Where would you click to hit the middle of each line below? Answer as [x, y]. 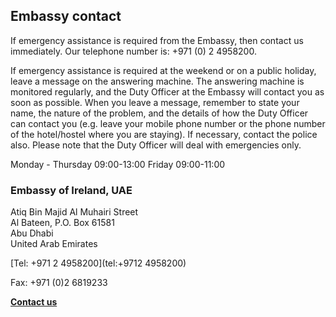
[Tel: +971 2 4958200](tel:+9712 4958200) [98, 263]
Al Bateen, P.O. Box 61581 [62, 223]
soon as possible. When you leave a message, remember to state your [155, 102]
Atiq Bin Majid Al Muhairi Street [74, 212]
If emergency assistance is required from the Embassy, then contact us [157, 40]
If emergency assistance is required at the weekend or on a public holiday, [163, 70]
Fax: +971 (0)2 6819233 [59, 283]
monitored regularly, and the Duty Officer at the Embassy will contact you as [167, 91]
